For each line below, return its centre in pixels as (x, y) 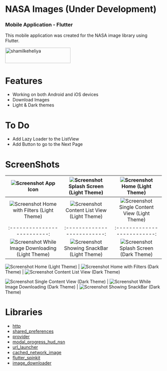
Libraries (24, 312)
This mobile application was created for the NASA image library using (76, 35)
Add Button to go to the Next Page (47, 144)
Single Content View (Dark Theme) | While (93, 281)
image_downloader (32, 363)
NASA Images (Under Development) (81, 9)
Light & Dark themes (33, 105)
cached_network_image (37, 353)
